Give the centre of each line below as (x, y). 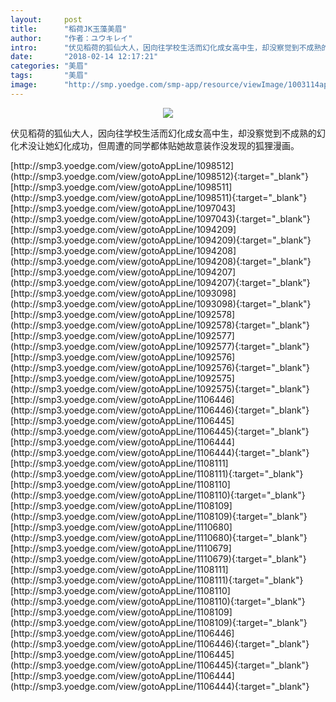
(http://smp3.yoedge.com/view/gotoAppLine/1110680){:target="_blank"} (159, 537)
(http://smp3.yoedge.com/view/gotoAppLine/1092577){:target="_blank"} (160, 346)
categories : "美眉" (49, 66)
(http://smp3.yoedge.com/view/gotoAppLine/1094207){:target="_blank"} (160, 282)
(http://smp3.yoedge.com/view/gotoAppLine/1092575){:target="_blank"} (160, 388)
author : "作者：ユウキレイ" (71, 38)
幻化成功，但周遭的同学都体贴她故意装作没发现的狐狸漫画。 (176, 145)
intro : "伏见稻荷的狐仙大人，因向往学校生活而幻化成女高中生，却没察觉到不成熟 (166, 47)
